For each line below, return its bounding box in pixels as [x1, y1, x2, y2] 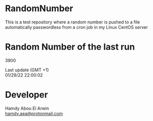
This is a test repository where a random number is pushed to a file [5, 19, 140, 25]
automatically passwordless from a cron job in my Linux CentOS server [5, 24, 148, 30]
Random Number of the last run [5, 41, 135, 53]
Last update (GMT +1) [5, 67, 49, 73]
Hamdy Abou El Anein [5, 105, 49, 111]
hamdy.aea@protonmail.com [5, 110, 63, 116]
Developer [5, 89, 48, 101]
